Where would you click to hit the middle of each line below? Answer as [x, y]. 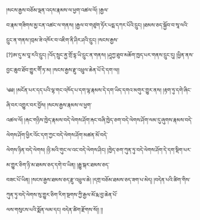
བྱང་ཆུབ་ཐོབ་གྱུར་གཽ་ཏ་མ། [29, 70]
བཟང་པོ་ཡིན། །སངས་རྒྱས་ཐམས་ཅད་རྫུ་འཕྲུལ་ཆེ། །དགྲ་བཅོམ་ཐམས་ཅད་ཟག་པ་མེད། [79, 180]
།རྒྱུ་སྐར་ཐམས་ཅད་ [93, 165]
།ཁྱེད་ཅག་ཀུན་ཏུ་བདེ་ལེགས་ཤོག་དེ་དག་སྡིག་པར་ [149, 150]
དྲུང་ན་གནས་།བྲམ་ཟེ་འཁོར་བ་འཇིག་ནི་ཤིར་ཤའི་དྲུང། [51, 40]
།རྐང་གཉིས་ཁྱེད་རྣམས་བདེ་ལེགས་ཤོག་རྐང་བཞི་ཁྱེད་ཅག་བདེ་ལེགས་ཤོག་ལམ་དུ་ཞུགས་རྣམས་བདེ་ [108, 120]
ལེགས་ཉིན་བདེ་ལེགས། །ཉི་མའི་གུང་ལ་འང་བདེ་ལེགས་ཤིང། [56, 150]
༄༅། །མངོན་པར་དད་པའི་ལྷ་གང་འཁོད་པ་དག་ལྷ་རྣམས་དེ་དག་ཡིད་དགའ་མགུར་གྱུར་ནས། [84, 90]
